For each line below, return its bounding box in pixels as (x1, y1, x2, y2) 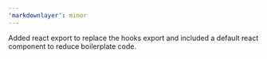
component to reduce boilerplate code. (8, 41, 137, 51)
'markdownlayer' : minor (8, 11, 88, 20)
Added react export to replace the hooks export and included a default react (8, 33, 259, 42)
